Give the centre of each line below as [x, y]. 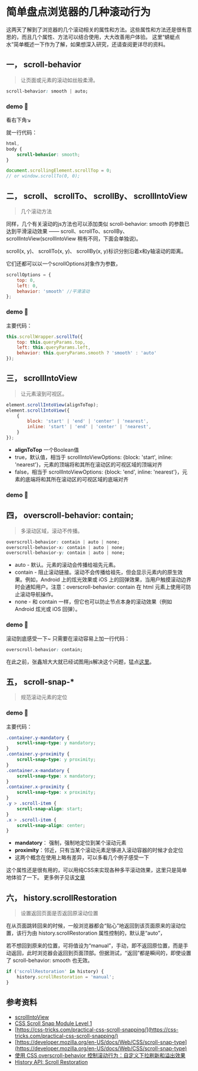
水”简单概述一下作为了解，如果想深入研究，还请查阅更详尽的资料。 [88, 44]
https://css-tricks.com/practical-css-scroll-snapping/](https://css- [98, 1029]
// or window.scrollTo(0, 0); [43, 176]
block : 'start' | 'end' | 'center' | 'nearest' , [88, 421]
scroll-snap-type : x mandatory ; [56, 776]
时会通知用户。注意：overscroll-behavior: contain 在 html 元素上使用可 [100, 587]
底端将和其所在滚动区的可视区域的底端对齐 [77, 479]
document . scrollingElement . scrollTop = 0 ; [59, 171]
